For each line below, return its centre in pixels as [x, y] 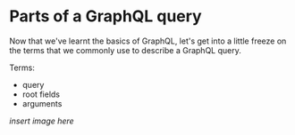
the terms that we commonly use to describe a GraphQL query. [125, 50]
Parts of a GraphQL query [106, 16]
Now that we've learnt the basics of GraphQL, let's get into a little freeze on [148, 41]
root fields [41, 94]
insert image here [42, 121]
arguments [42, 103]
